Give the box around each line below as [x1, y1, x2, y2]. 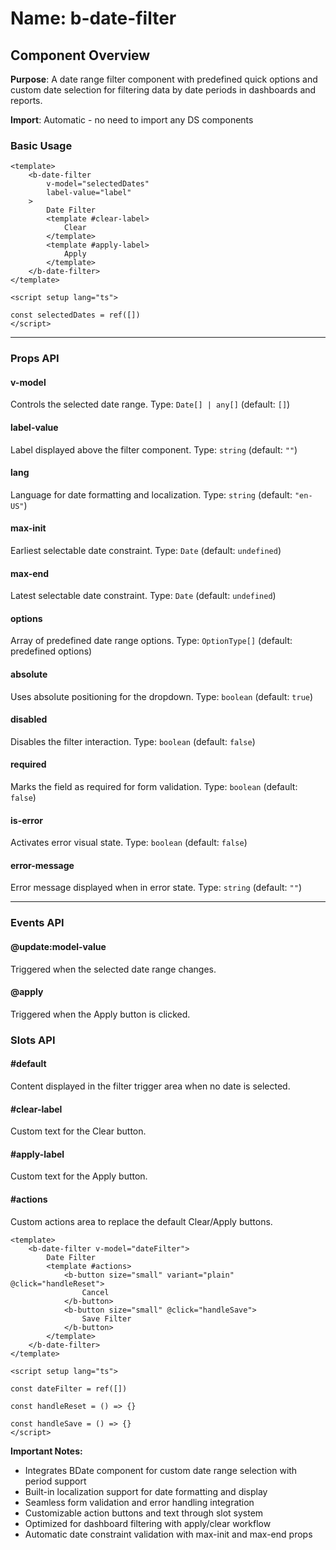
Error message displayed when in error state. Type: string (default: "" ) [10, 882, 303, 894]
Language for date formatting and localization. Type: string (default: [10, 488, 293, 501]
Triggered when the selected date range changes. [10, 963, 217, 975]
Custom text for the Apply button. [10, 1170, 148, 1182]
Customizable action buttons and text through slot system [24, 1507, 264, 1519]
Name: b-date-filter [10, 7, 177, 30]
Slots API [10, 1033, 56, 1047]
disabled [10, 713, 48, 726]
